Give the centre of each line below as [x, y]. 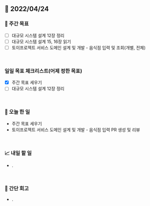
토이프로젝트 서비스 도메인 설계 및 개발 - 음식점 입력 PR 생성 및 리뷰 [76, 129]
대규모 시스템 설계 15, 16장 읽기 [41, 41]
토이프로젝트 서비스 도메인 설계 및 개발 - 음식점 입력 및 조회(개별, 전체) [79, 47]
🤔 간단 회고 [17, 188]
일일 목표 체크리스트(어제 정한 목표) [43, 71]
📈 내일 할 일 [18, 153]
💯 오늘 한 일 [17, 112]
